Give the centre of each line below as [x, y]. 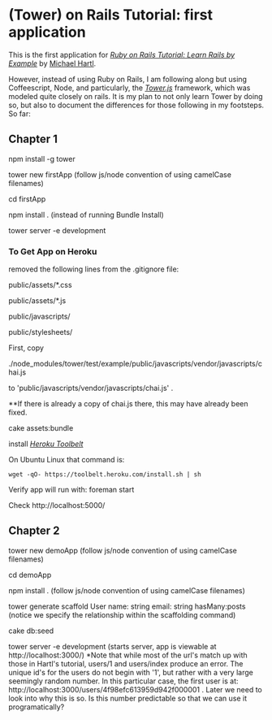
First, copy [26, 348]
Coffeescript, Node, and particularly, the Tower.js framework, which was [130, 88]
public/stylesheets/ [41, 332]
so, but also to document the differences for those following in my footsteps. [136, 105]
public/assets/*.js [37, 301]
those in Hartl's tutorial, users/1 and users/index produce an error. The [126, 663]
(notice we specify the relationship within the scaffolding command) [122, 614]
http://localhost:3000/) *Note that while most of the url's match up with [128, 655]
